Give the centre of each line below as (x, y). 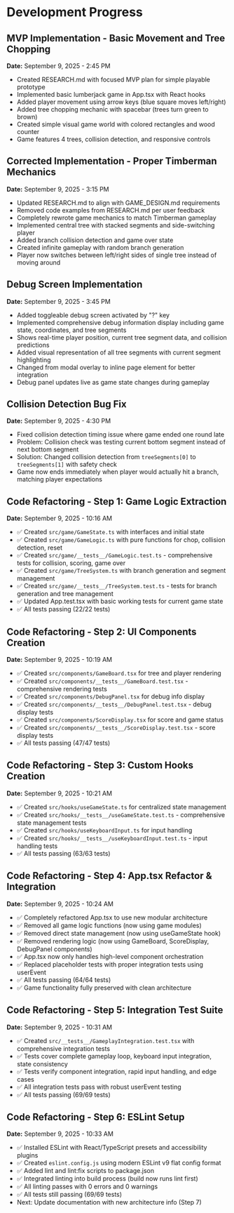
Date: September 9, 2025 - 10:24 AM (60, 903)
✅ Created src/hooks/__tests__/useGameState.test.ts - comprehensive (121, 814)
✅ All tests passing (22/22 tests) (63, 609)
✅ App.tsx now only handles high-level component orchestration (110, 956)
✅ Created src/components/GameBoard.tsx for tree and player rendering (119, 673)
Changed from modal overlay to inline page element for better (106, 367)
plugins (27, 1155)
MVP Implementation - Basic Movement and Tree (116, 38)
